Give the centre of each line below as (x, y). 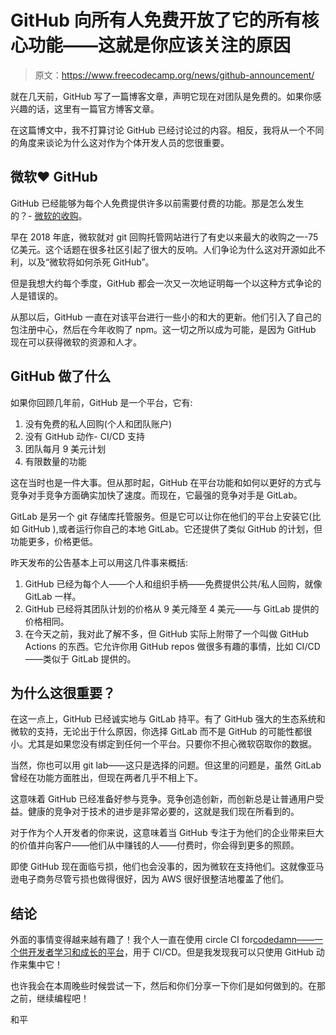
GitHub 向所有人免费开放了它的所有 (156, 20)
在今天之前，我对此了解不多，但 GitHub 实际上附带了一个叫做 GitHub (166, 633)
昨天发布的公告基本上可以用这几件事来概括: (99, 562)
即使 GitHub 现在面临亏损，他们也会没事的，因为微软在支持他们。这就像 (158, 867)
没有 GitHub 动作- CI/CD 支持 (85, 436)
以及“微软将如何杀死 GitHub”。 (91, 262)
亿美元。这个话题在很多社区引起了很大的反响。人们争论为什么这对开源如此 (163, 249)
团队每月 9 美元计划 (65, 448)
